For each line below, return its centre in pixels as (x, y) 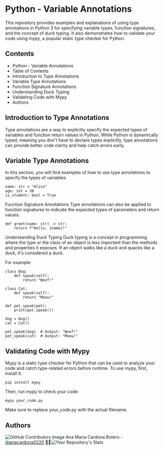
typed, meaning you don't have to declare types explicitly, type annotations (82, 140)
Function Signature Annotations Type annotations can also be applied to (78, 205)
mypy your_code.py (24, 401)
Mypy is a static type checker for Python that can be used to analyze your (80, 363)
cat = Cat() (17, 323)
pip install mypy (23, 383)
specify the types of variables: (36, 178)
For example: (18, 263)
